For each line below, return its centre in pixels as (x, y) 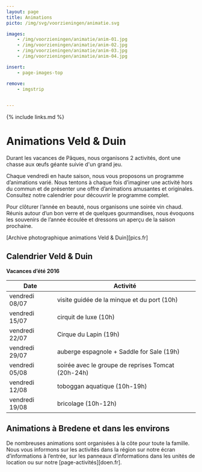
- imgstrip (31, 89)
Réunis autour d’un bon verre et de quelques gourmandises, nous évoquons (100, 213)
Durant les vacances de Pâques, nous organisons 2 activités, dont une (93, 158)
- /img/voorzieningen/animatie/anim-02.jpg (72, 45)
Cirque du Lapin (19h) (88, 334)
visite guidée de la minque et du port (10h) (118, 299)
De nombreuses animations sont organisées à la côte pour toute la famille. (98, 443)
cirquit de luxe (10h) (86, 317)
